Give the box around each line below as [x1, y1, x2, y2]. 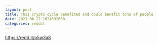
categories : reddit [5, 21, 45, 26]
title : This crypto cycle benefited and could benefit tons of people [5, 12, 154, 17]
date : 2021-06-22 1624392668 [5, 16, 65, 21]
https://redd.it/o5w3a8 [5, 35, 51, 41]
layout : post [5, 7, 32, 12]
